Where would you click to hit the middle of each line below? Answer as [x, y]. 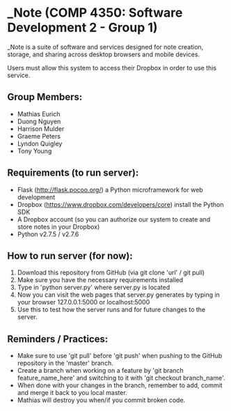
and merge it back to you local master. [72, 393]
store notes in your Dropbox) [58, 226]
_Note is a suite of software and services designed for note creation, [105, 47]
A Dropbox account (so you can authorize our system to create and [114, 219]
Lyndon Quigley [40, 144]
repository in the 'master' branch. [65, 363]
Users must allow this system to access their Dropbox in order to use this [112, 68]
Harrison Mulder [41, 129]
